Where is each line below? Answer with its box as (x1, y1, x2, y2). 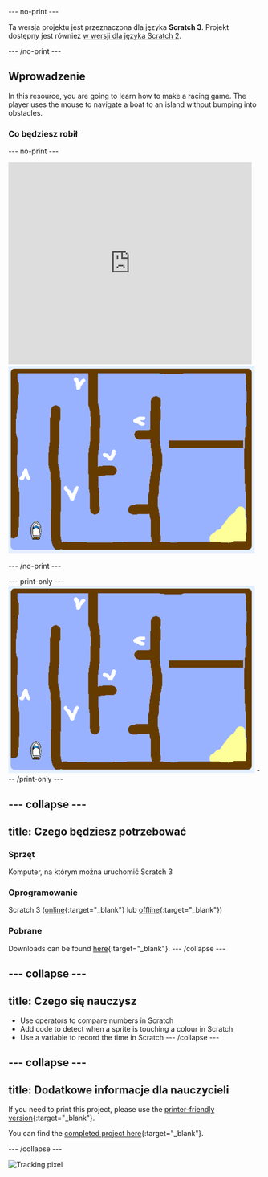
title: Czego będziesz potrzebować (8, 824, 187, 838)
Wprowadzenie (8, 70, 86, 84)
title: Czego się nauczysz (8, 994, 137, 1007)
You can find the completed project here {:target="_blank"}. (8, 1129, 205, 1138)
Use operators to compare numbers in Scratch (19, 1016, 174, 1025)
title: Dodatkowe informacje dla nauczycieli (8, 1083, 229, 1097)
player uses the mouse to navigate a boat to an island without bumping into (8, 100, 257, 109)
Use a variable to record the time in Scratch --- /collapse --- (19, 1032, 220, 1042)
